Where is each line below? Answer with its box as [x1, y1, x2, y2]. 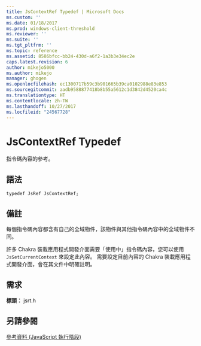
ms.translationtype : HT [6, 92, 66, 98]
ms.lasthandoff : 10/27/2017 [6, 103, 77, 110]
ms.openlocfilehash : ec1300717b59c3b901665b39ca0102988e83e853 [6, 81, 167, 87]
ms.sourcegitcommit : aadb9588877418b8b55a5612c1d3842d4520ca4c [6, 87, 167, 93]
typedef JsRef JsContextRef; [6, 191, 79, 197]
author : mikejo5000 [6, 64, 55, 71]
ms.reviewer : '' [6, 31, 47, 37]
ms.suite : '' [6, 37, 39, 43]
